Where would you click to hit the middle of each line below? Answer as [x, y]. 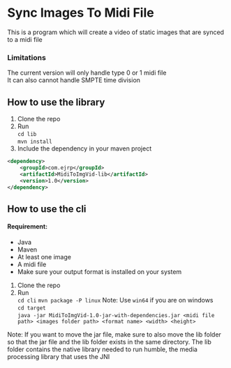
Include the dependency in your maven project [84, 148]
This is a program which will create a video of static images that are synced [116, 32]
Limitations [27, 57]
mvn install [35, 142]
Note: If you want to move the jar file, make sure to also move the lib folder [114, 335]
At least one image [44, 257]
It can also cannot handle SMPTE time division [74, 80]
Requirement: [28, 227]
